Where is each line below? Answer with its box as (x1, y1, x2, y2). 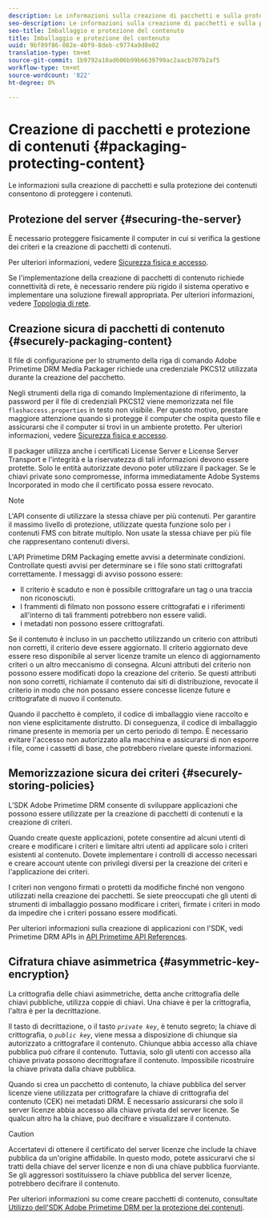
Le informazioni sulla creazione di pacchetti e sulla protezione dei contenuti (8, 181, 258, 191)
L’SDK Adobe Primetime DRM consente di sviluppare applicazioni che (8, 800, 238, 809)
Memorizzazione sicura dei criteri (8, 766, 180, 781)
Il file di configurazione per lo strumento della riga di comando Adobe (8, 355, 238, 365)
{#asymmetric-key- (159, 955, 260, 969)
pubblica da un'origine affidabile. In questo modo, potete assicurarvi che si (8, 1153, 255, 1162)
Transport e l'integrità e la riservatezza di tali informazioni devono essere (8, 455, 250, 464)
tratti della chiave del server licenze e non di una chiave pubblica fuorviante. (8, 1162, 260, 1171)
